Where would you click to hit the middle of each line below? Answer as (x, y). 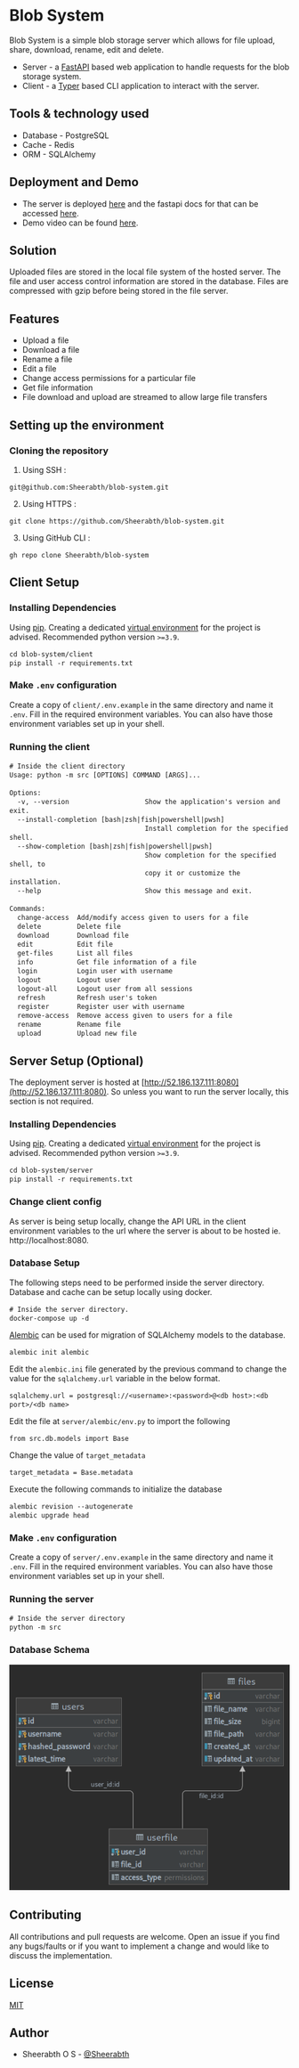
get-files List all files (75, 954)
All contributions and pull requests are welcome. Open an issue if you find (145, 1936)
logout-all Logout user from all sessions (105, 989)
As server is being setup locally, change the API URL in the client (128, 1221)
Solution (33, 250)
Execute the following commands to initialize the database (116, 1489)
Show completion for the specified (210, 856)
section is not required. (52, 1101)
